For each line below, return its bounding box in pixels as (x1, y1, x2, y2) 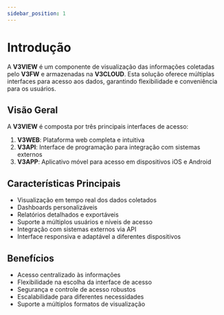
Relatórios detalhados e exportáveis (16, 210, 119, 219)
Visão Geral (7, 104, 58, 116)
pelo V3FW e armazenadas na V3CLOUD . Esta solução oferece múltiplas (7, 69, 215, 78)
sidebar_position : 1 (7, 10, 67, 17)
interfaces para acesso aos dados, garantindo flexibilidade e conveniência (7, 77, 218, 85)
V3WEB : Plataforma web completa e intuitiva (16, 135, 145, 144)
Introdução (7, 39, 71, 55)
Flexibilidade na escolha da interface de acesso (16, 278, 153, 286)
